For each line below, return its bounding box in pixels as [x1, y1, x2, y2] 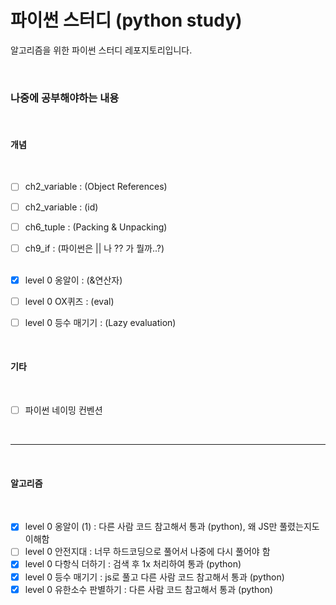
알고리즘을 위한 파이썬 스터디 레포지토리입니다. [10, 44, 193, 56]
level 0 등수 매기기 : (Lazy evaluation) [24, 316, 177, 328]
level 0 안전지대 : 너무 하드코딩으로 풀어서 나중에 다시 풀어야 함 [24, 546, 271, 558]
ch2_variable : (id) [24, 201, 99, 213]
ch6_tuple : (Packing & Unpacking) [24, 221, 168, 233]
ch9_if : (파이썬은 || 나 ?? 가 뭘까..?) [24, 242, 165, 254]
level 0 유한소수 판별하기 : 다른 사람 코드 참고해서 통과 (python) [24, 583, 274, 595]
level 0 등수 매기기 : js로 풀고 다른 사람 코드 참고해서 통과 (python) [24, 571, 285, 583]
